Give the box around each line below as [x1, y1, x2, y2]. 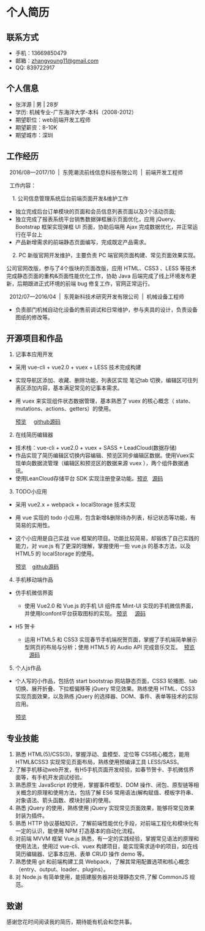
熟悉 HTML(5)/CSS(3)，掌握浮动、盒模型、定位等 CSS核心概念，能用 [15, 751, 190, 758]
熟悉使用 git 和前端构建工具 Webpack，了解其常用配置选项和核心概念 [15, 858, 190, 865]
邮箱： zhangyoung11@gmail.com [15, 57, 99, 64]
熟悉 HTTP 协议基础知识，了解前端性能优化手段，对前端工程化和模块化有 [15, 820, 199, 827]
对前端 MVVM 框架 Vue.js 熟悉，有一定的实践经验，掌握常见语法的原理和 [15, 835, 199, 843]
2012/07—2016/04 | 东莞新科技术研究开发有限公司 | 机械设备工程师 [9, 293, 185, 300]
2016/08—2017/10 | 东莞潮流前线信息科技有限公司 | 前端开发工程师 [9, 168, 184, 176]
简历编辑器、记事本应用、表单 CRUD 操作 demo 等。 [15, 851, 148, 858]
